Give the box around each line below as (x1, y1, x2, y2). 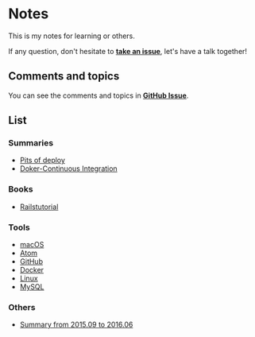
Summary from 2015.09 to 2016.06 (19, 320, 133, 330)
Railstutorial (19, 202, 59, 211)
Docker (19, 265, 44, 275)
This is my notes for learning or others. (8, 31, 135, 41)
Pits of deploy (19, 156, 66, 165)
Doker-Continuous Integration (19, 164, 118, 173)
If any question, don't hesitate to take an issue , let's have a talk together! (8, 46, 248, 56)
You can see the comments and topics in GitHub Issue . (8, 91, 189, 100)
